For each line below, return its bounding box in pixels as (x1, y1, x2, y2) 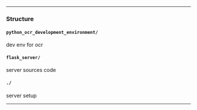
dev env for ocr (6, 42, 43, 49)
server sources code (6, 67, 56, 74)
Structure (6, 15, 34, 23)
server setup (6, 92, 37, 99)
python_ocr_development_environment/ (6, 29, 98, 35)
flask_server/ (6, 54, 41, 60)
